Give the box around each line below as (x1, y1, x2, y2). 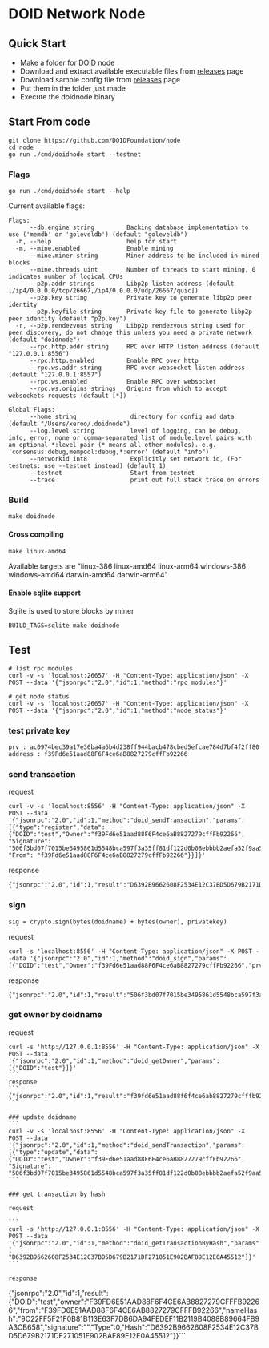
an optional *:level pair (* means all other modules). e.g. (8, 441, 217, 449)
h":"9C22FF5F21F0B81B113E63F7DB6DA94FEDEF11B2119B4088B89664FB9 (8, 1314, 260, 1323)
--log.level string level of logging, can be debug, (29, 427, 242, 435)
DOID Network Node (8, 5, 146, 23)
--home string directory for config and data (29, 413, 235, 421)
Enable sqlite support (8, 588, 82, 598)
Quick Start (8, 37, 66, 50)
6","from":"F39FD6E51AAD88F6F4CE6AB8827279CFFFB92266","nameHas (8, 1305, 258, 1314)
